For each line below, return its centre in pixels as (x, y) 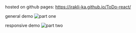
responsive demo (23, 25)
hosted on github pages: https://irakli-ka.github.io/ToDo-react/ (68, 7)
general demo (19, 16)
